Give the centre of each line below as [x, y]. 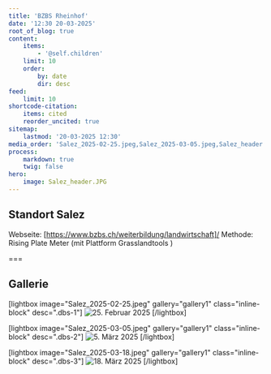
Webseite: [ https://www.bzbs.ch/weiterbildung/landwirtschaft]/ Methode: [131, 234]
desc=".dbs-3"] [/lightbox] [105, 361]
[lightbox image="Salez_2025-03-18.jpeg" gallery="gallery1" [110, 352]
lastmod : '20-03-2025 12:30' [72, 136]
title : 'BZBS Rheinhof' [49, 16]
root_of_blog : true [41, 31]
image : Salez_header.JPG [65, 182]
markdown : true [49, 159]
